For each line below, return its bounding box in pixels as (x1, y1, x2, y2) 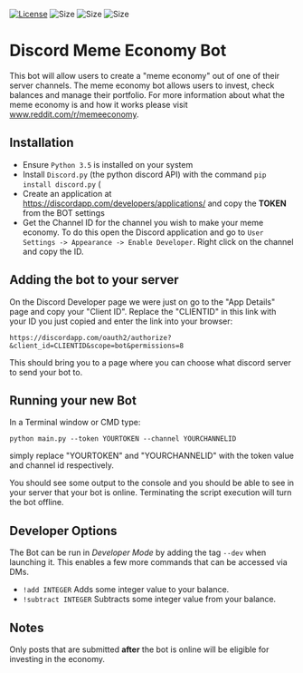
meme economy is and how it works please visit (9, 99, 188, 110)
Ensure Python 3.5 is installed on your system (22, 159, 194, 170)
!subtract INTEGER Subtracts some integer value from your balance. (22, 594, 277, 605)
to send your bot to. (9, 366, 83, 377)
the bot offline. (9, 497, 64, 508)
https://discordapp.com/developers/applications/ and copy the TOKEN (22, 198, 287, 209)
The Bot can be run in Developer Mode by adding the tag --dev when (9, 547, 267, 558)
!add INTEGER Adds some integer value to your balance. (22, 584, 230, 595)
